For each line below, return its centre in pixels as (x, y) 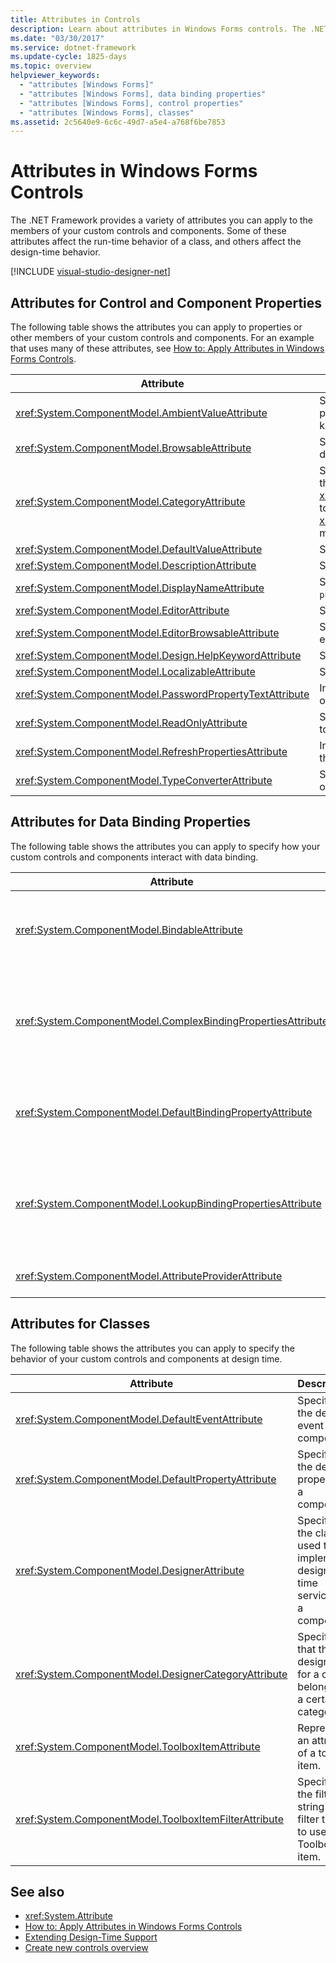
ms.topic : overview (51, 66)
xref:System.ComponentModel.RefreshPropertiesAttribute (151, 751)
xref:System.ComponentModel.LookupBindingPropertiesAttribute (168, 1203)
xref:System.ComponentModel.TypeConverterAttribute (144, 780)
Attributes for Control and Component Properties (166, 302)
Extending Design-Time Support (91, 1937)
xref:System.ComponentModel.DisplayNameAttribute (140, 588)
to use (312, 1831)
